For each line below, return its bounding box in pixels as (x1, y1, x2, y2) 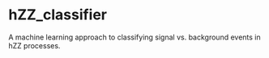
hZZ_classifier (8, 6, 108, 24)
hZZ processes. (8, 40, 61, 50)
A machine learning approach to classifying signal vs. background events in (8, 32, 261, 42)
